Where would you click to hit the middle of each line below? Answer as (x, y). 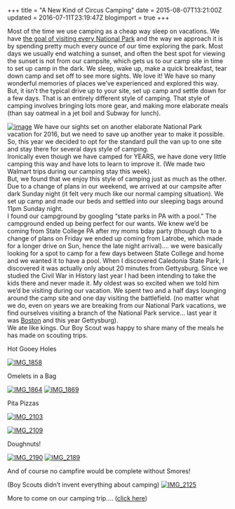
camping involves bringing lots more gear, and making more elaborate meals (118, 106)
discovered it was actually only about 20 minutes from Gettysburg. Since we (117, 268)
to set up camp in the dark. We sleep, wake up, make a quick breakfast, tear (117, 68)
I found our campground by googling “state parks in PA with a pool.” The (112, 216)
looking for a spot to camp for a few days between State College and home (116, 253)
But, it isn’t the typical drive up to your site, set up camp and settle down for (117, 91)
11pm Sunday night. (35, 209)
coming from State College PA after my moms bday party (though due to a (115, 231)
